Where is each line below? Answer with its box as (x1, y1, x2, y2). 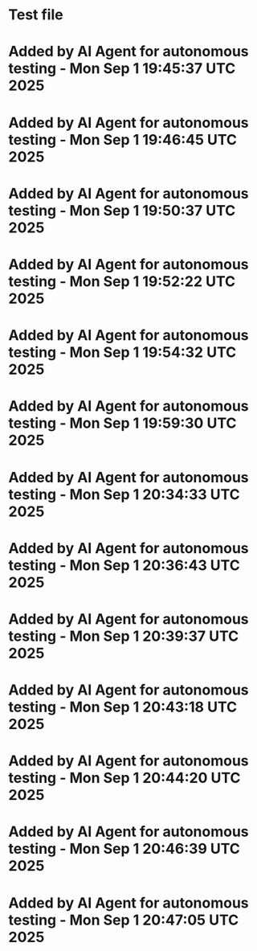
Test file (8, 6, 63, 24)
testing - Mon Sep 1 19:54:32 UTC (8, 343, 237, 362)
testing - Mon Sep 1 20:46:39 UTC (8, 840, 241, 858)
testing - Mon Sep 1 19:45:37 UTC (8, 59, 236, 78)
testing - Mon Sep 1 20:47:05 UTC (8, 911, 239, 929)
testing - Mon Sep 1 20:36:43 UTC (8, 556, 241, 574)
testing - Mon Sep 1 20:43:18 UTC (8, 698, 238, 716)
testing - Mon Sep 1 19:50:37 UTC (8, 201, 236, 219)
